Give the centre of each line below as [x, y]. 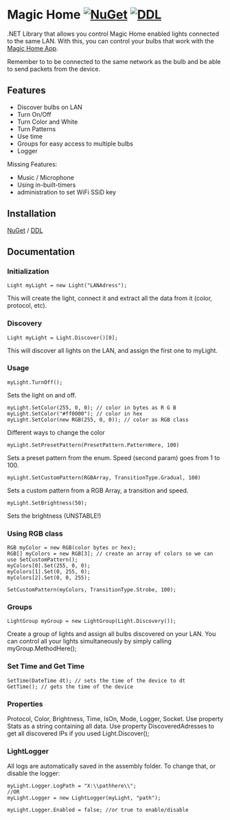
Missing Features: [32, 164]
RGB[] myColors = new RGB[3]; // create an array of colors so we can [110, 554]
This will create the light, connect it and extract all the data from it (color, [110, 298]
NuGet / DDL [25, 230]
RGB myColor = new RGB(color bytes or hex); [72, 548]
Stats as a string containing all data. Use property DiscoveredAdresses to [111, 726]
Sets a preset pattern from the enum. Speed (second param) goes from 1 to [114, 457]
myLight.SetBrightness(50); [47, 503]
